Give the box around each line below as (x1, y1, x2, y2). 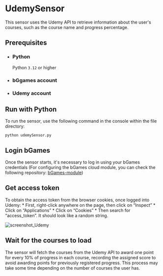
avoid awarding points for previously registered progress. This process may (5, 260, 158, 266)
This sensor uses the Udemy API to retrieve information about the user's (5, 19, 151, 25)
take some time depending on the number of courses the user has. (5, 265, 140, 271)
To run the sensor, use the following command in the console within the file (5, 118, 157, 124)
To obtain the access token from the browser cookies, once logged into (5, 197, 150, 203)
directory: (5, 123, 25, 129)
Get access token (5, 184, 60, 192)
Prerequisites (5, 39, 47, 47)
